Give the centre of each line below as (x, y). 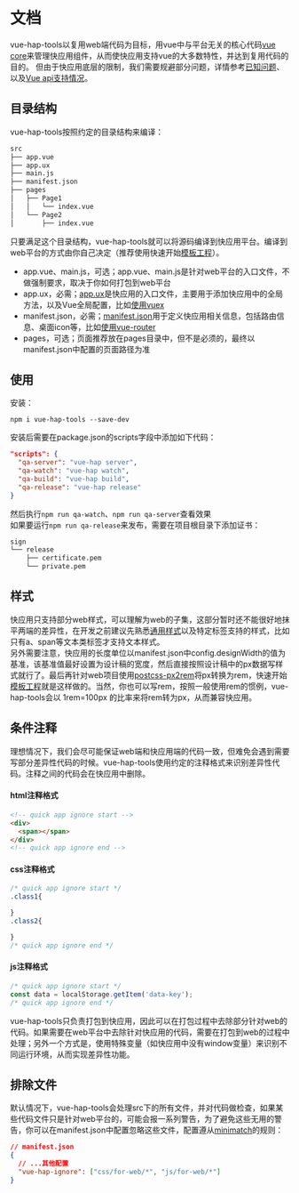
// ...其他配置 (43, 1164)
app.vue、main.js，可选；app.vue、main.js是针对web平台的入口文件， (152, 271)
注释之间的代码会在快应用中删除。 (87, 773)
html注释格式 (34, 795)
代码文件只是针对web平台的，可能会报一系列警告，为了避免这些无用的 (146, 1119)
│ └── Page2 (36, 214)
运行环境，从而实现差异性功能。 (76, 1054)
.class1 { (26, 897)
